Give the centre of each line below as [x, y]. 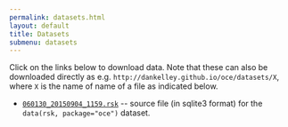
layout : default [39, 26]
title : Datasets [39, 34]
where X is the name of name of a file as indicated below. [114, 86]
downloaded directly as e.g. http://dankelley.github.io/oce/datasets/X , [144, 77]
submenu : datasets [43, 42]
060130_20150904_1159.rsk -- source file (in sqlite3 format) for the [142, 104]
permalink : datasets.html [57, 17]
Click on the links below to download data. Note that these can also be [139, 67]
